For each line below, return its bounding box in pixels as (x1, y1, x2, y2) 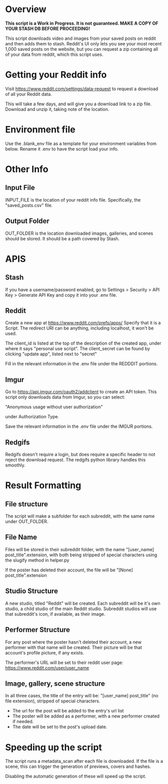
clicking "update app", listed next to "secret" (5, 351, 97, 357)
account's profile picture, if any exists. (5, 649, 84, 656)
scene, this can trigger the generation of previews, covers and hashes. (5, 763, 151, 769)
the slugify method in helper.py (5, 557, 69, 563)
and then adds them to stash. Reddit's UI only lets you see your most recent (5, 40, 162, 46)
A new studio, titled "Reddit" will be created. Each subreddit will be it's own (5, 600, 160, 606)
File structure (5, 500, 48, 508)
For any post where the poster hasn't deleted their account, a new (5, 639, 142, 645)
